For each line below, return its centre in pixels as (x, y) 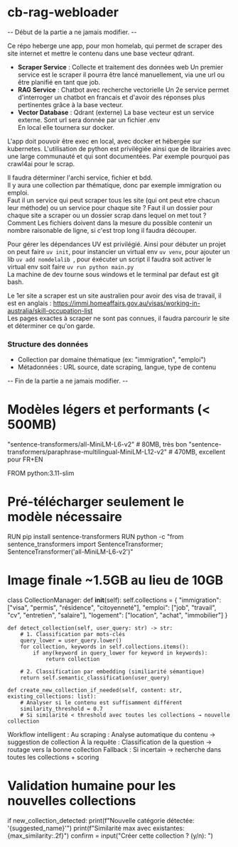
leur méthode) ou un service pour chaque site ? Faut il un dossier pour (110, 207)
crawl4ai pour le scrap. (41, 163)
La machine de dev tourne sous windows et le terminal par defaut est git (113, 274)
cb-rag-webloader (63, 12)
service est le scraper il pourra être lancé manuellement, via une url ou (121, 75)
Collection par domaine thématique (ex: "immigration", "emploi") (112, 360)
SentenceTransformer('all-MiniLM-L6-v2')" (70, 552)
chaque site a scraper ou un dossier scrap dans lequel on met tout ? (107, 215)
